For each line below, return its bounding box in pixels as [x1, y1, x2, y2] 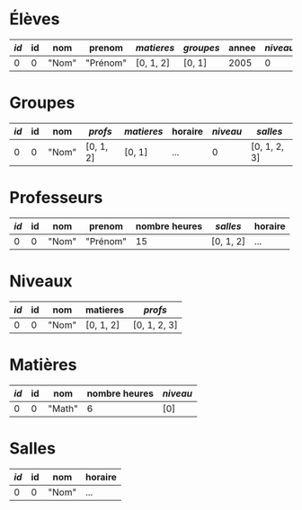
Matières [9, 355, 77, 374]
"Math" [48, 402, 78, 415]
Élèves [9, 9, 60, 30]
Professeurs [9, 188, 103, 208]
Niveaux [9, 271, 74, 291]
